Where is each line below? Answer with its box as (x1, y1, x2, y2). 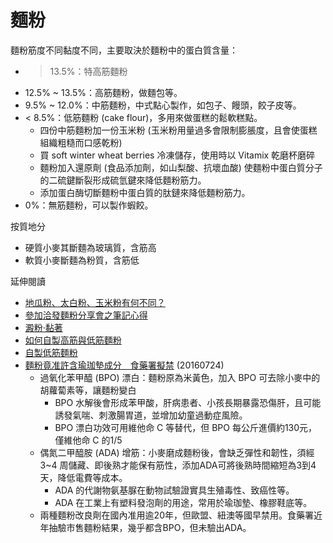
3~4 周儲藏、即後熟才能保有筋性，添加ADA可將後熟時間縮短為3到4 (39, 459, 317, 471)
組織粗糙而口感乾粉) (39, 136, 123, 148)
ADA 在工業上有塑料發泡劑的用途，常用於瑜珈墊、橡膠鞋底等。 (54, 496, 313, 508)
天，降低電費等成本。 (39, 471, 128, 483)
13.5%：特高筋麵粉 (49, 65, 128, 77)
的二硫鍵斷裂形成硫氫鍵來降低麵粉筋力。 (39, 174, 207, 186)
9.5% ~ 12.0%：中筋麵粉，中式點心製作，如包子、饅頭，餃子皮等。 (24, 99, 302, 111)
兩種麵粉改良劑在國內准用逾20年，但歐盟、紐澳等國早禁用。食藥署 (39, 509, 314, 521)
